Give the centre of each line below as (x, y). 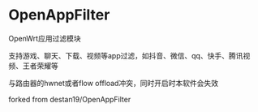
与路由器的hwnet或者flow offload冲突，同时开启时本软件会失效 (114, 83)
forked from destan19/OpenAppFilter (70, 99)
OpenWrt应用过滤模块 (45, 38)
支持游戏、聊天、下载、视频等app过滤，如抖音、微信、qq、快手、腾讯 (126, 55)
